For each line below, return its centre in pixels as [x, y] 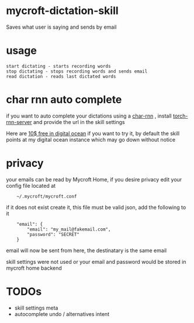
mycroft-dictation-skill [62, 11]
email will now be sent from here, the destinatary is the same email [86, 250]
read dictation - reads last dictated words [61, 76]
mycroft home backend [34, 268]
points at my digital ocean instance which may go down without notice [91, 139]
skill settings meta [36, 308]
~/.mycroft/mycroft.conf [47, 196]
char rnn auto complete [64, 100]
